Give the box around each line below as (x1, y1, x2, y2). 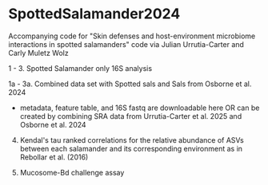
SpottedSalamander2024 (8, 5, 181, 23)
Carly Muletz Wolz (8, 48, 70, 57)
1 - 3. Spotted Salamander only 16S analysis (8, 63, 153, 73)
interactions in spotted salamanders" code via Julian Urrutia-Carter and (8, 39, 244, 49)
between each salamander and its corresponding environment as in (19, 144, 242, 153)
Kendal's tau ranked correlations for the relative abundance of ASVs (19, 135, 244, 144)
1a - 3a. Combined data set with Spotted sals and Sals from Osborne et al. (8, 79, 252, 89)
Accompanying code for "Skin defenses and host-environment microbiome (8, 31, 256, 41)
